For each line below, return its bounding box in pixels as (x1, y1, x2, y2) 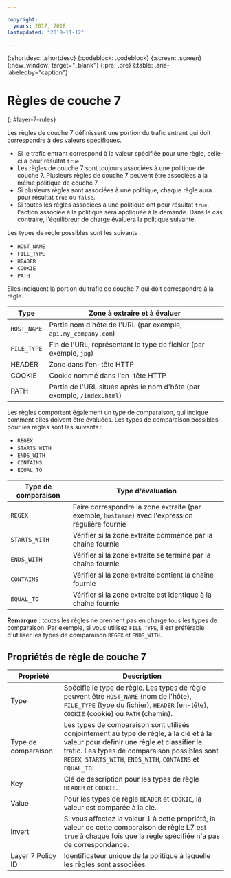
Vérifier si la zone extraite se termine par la (72, 551, 211, 560)
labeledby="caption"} (7, 68, 68, 76)
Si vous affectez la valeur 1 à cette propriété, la (63, 814, 216, 824)
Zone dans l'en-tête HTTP (49, 360, 134, 369)
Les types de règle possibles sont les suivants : (7, 229, 141, 237)
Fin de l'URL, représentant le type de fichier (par (49, 340, 205, 349)
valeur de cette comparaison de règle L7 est (63, 823, 207, 833)
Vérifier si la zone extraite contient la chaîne (72, 570, 214, 580)
